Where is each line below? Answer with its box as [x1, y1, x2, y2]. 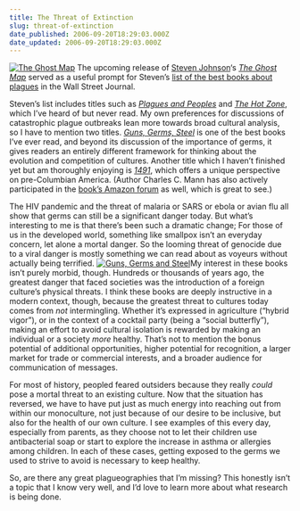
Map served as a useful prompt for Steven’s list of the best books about [9, 72, 273, 83]
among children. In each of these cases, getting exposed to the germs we [9, 446, 281, 457]
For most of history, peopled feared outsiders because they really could [9, 380, 273, 391]
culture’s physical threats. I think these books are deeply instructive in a [9, 286, 272, 297]
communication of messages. [9, 362, 119, 373]
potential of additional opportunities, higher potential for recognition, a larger [9, 343, 292, 354]
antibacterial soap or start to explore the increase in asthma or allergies [9, 436, 271, 447]
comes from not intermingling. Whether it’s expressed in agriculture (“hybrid [9, 305, 290, 317]
